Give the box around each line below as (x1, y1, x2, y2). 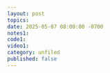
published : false (7, 56, 57, 63)
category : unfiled (7, 49, 60, 56)
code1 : (7, 36, 26, 43)
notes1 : (7, 29, 30, 37)
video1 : (7, 42, 30, 49)
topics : (7, 17, 30, 24)
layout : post (7, 10, 45, 17)
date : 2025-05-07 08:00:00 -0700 (7, 23, 104, 30)
